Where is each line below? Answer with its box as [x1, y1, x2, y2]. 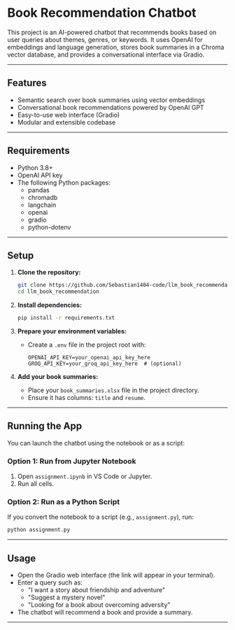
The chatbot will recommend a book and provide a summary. [17, 608, 193, 617]
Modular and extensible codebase [17, 117, 116, 127]
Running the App [7, 420, 83, 432]
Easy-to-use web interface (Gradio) [17, 110, 120, 119]
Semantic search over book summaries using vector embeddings [17, 96, 206, 104]
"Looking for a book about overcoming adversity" [27, 601, 171, 609]
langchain [27, 201, 57, 209]
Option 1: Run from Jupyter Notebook [7, 456, 136, 466]
